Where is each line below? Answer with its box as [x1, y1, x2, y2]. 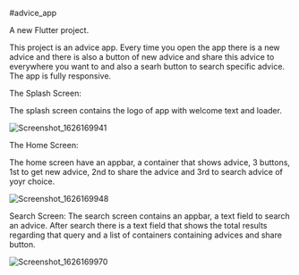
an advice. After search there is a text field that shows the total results [9, 221, 268, 230]
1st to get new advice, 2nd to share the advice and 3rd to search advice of [9, 167, 284, 177]
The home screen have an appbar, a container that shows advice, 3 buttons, [9, 157, 291, 168]
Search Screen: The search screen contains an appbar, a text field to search [9, 211, 291, 221]
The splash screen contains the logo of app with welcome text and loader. [9, 105, 282, 115]
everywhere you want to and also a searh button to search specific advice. [9, 62, 285, 71]
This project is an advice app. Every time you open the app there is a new [9, 42, 280, 53]
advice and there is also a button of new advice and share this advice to [9, 52, 275, 62]
